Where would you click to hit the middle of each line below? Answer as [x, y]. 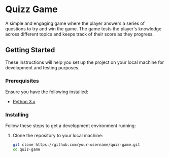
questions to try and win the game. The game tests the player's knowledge [83, 28]
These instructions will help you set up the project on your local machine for [84, 62]
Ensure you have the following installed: [47, 92]
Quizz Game [31, 9]
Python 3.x [24, 102]
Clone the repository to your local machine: [58, 136]
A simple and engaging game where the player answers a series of [75, 23]
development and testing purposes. [42, 67]
